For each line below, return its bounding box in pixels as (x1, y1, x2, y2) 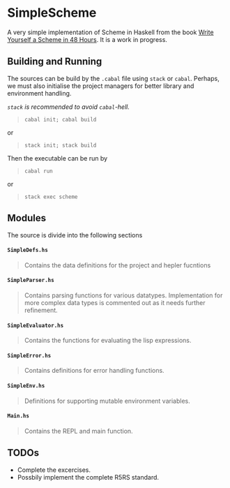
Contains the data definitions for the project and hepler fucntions (24, 260, 211, 269)
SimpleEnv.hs (7, 382, 45, 389)
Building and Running (7, 56, 102, 68)
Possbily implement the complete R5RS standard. (17, 473, 159, 481)
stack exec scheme (24, 193, 78, 200)
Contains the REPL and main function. (24, 427, 134, 435)
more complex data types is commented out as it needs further (24, 298, 206, 306)
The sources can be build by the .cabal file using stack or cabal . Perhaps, (7, 74, 220, 82)
